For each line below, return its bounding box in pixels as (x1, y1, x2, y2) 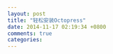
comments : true (7, 29, 53, 37)
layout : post (7, 10, 46, 18)
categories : (7, 36, 43, 43)
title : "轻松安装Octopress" (7, 17, 87, 24)
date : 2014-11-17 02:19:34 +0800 (7, 23, 107, 30)
